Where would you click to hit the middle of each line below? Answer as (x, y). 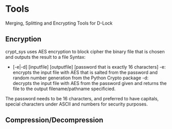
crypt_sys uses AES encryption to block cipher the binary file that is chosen (85, 51)
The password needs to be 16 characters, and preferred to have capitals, (82, 98)
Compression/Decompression (54, 120)
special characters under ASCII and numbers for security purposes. (77, 104)
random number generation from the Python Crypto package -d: (81, 78)
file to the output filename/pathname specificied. (64, 89)
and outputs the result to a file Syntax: (46, 57)
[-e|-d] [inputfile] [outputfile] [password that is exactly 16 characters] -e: (89, 67)
